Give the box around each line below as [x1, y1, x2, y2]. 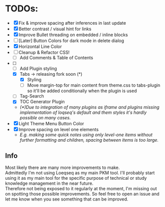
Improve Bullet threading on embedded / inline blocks [18, 32, 128, 38]
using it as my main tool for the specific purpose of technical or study [5, 175, 147, 181]
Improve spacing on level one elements [18, 127, 99, 133]
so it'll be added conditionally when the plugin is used [27, 88, 137, 94]
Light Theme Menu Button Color [18, 121, 84, 127]
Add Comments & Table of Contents [19, 54, 93, 60]
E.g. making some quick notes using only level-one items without [19, 132, 153, 138]
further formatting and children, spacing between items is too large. [19, 137, 159, 143]
